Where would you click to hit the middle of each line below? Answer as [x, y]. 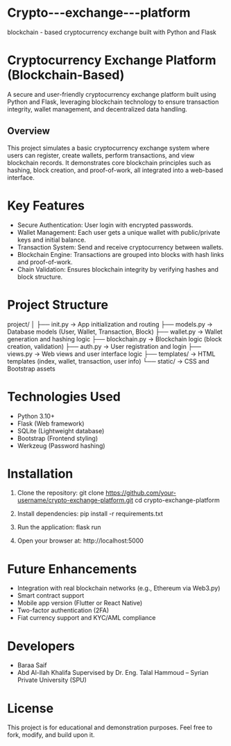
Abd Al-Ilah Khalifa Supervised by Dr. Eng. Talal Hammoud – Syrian [113, 673]
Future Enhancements [72, 569]
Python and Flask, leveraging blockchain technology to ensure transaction [113, 102]
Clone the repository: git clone [60, 493]
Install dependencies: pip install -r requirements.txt [90, 514]
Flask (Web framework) [51, 423]
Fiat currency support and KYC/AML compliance [86, 618]
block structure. [40, 277]
